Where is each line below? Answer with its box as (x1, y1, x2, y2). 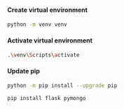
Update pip (7, 66, 41, 75)
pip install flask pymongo (7, 95, 86, 102)
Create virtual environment (7, 6, 88, 14)
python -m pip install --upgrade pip (7, 82, 118, 89)
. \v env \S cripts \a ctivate (7, 52, 80, 59)
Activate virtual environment (7, 36, 93, 45)
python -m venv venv (7, 21, 68, 28)
